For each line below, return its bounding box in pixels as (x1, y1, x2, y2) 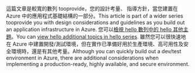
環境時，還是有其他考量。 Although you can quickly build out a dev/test (11, 48, 182, 54)
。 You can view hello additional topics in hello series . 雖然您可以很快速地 (11, 33, 186, 40)
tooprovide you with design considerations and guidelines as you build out (6, 19, 185, 26)
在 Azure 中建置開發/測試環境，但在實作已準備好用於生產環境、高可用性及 (6, 40, 184, 47)
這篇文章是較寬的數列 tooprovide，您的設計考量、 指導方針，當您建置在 (6, 5, 178, 12)
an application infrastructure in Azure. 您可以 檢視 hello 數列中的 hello (6, 26, 172, 33)
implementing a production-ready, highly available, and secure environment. (6, 61, 190, 67)
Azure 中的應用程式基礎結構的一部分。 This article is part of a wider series (6, 12, 183, 19)
